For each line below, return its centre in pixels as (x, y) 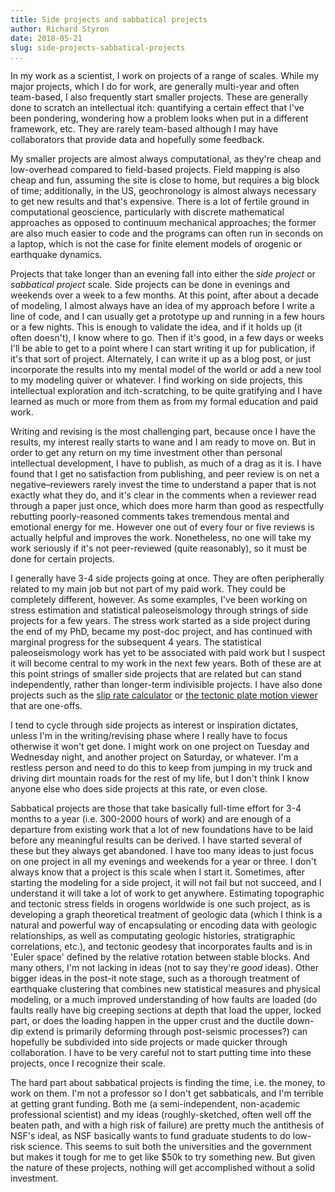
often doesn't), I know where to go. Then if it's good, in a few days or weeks (167, 338)
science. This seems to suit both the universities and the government (169, 1147)
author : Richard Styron (60, 29)
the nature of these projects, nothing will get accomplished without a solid (163, 1168)
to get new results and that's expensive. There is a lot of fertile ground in (160, 202)
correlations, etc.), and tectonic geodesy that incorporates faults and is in (161, 947)
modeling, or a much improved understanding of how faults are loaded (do (164, 1000)
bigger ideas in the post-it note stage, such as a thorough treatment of (155, 978)
